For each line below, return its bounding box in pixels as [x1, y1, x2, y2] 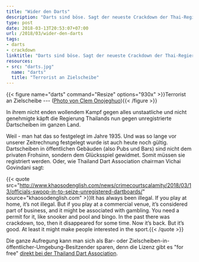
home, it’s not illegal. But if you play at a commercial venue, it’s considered [6, 200, 188, 208]
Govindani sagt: [6, 164, 44, 172]
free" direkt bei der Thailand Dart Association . [6, 250, 118, 257]
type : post [6, 20, 33, 25]
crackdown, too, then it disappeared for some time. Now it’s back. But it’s [6, 219, 185, 227]
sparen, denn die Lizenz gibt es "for [96, 244, 184, 251]
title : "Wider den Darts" [6, 8, 70, 15]
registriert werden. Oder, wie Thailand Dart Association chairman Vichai [6, 158, 181, 165]
